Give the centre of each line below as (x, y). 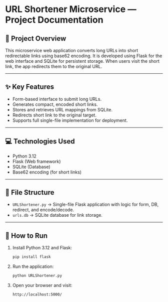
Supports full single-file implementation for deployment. (70, 120)
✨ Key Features (29, 87)
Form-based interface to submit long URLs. (57, 99)
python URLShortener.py (37, 276)
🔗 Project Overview (36, 38)
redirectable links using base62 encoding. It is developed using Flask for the (84, 56)
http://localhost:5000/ (37, 294)
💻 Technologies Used (40, 141)
